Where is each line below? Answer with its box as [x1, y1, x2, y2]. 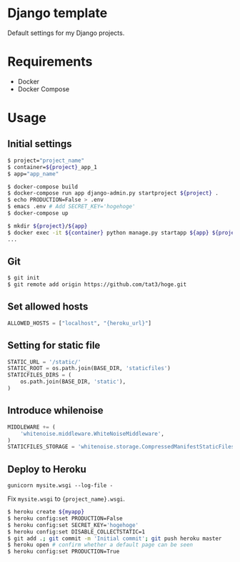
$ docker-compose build [7, 183, 79, 190]
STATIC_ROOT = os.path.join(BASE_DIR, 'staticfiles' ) [7, 365, 171, 372]
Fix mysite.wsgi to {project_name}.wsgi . [7, 494, 125, 504]
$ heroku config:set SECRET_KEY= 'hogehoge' [7, 521, 139, 528]
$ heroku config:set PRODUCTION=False [7, 515, 123, 522]
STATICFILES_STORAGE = [7, 444, 75, 451]
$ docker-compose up [7, 210, 69, 217]
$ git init [7, 275, 40, 282]
